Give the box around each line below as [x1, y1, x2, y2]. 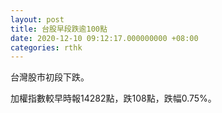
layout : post [10, 14, 65, 25]
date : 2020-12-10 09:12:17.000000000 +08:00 [10, 33, 199, 43]
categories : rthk [10, 42, 83, 53]
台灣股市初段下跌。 [10, 71, 90, 83]
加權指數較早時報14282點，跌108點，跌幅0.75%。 [10, 92, 217, 105]
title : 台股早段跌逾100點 [10, 24, 108, 34]
